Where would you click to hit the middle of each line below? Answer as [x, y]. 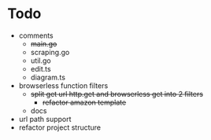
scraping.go [50, 52]
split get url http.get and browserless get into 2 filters [117, 94]
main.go [44, 43]
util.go [41, 61]
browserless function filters [63, 85]
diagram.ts [48, 77]
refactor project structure [60, 127]
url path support [45, 119]
